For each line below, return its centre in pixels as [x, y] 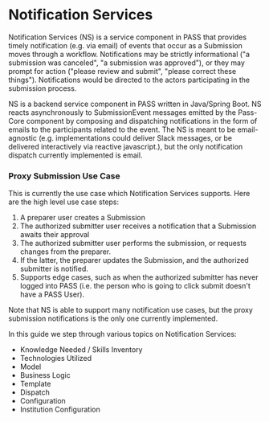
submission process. [43, 88]
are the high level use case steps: [64, 202]
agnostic [23, 137]
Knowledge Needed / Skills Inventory [81, 350]
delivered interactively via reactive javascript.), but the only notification [126, 146]
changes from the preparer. [65, 252]
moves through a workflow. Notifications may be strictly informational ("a [129, 54]
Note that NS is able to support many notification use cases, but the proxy [130, 310]
